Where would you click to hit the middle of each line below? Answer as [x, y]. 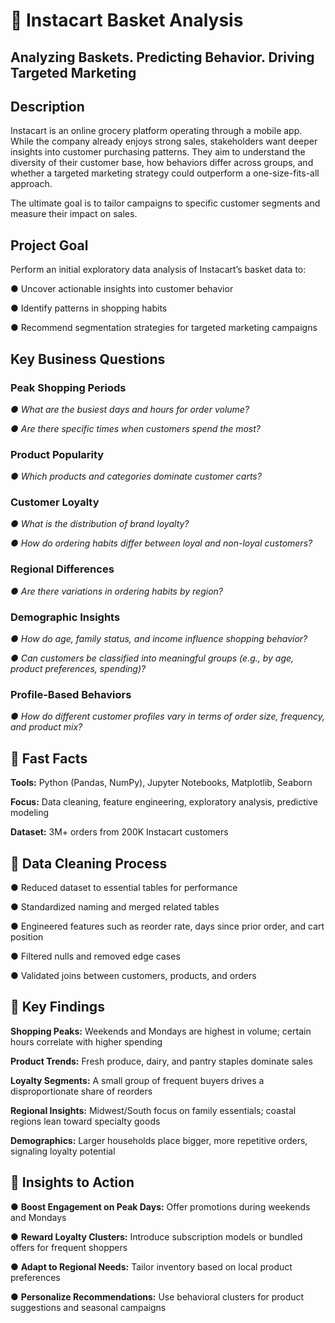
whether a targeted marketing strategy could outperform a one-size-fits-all [165, 173]
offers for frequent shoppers [69, 1247]
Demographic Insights [65, 617]
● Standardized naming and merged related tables [115, 907]
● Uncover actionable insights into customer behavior [122, 289]
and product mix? [46, 727]
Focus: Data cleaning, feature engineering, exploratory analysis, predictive [164, 802]
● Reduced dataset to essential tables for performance [124, 887]
